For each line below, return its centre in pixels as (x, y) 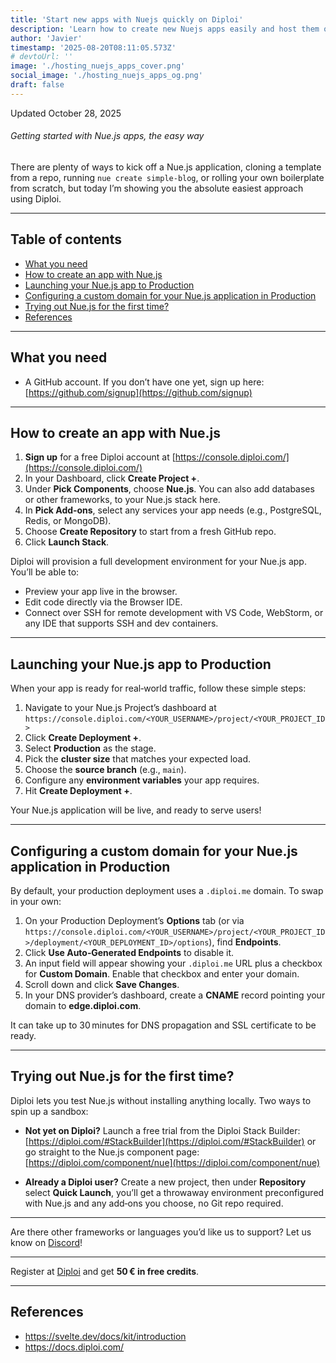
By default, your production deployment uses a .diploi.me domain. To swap (167, 891)
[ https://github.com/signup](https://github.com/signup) (138, 392)
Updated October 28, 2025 (66, 113)
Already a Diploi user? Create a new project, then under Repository (165, 1182)
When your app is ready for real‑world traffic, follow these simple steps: (158, 688)
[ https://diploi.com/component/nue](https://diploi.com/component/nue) (172, 1162)
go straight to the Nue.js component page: (112, 1152)
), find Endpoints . (245, 942)
